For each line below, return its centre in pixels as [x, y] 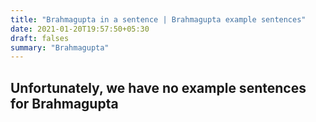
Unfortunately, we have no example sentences [158, 87]
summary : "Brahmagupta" [60, 47]
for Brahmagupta [64, 103]
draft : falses [40, 38]
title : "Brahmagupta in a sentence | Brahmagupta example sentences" [158, 19]
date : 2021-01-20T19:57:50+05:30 [80, 29]
